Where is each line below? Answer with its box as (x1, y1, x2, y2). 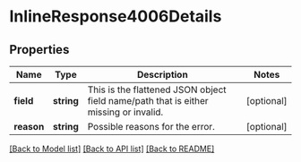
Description (137, 69, 188, 81)
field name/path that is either (87, 95, 209, 107)
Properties (9, 42, 70, 57)
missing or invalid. (87, 106, 164, 118)
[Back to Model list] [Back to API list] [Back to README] (9, 143, 215, 154)
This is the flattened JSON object (87, 83, 227, 96)
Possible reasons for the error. (87, 121, 215, 132)
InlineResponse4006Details (9, 6, 222, 27)
